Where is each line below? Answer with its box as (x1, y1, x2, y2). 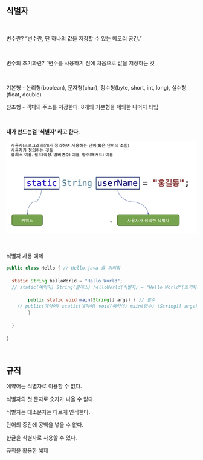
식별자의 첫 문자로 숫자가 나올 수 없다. (6, 396, 95, 403)
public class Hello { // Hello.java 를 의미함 (6, 265, 121, 271)
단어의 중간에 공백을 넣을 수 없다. (6, 421, 84, 428)
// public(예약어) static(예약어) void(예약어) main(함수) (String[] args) (17, 304, 198, 310)
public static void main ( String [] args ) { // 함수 (28, 297, 156, 303)
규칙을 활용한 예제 (6, 447, 48, 455)
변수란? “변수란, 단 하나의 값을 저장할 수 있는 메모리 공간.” (6, 35, 142, 42)
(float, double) (6, 90, 42, 98)
